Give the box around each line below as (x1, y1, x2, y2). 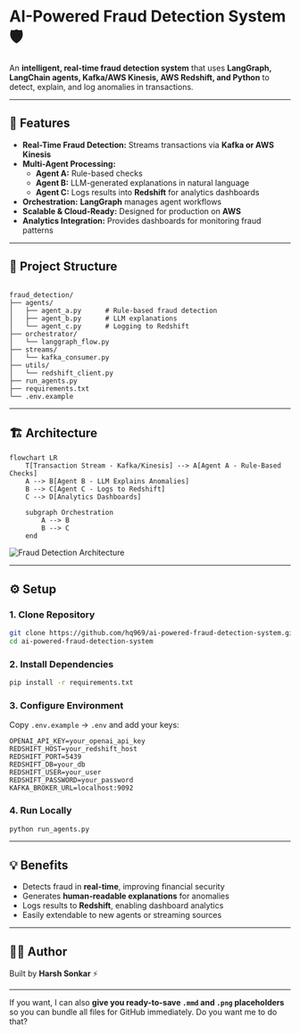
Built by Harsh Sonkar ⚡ (9, 968, 98, 979)
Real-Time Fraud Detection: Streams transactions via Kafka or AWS (21, 139, 275, 150)
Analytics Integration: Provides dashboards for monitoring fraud (21, 215, 262, 226)
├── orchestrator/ (9, 329, 78, 338)
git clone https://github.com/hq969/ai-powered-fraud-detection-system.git (9, 629, 297, 638)
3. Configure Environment (9, 699, 124, 711)
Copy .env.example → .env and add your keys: (9, 720, 180, 731)
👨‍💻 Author (9, 944, 68, 959)
